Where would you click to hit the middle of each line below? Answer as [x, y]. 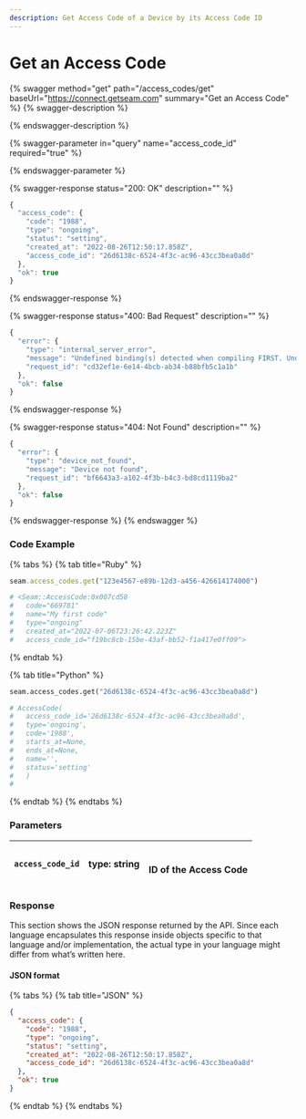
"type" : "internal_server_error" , [91, 350]
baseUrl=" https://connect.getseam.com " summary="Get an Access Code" [149, 98]
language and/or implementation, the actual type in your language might [145, 944]
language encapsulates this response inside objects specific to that [136, 935]
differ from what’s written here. [67, 954]
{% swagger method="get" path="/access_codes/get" [112, 88]
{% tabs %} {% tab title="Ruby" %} [76, 564]
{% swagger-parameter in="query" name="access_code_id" [123, 143]
